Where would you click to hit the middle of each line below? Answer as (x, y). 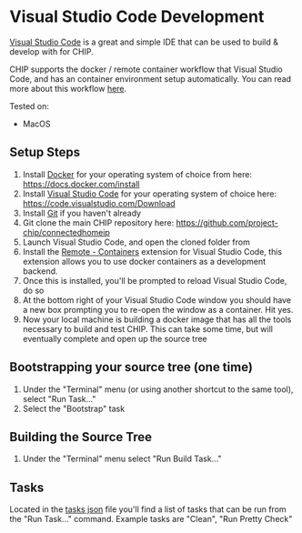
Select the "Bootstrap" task (74, 408)
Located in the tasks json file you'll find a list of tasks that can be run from (148, 509)
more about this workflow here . (68, 88)
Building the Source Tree (81, 437)
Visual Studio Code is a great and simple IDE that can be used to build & (144, 42)
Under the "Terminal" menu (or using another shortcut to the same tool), (158, 389)
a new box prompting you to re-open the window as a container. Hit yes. (158, 309)
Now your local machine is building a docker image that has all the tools (157, 319)
